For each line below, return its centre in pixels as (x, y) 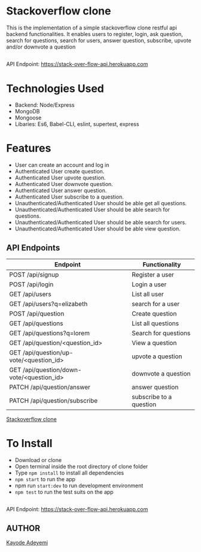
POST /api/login (31, 284)
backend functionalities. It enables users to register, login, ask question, (95, 34)
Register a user (153, 275)
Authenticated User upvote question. (60, 178)
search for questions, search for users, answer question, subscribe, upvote (99, 40)
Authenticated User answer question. (61, 191)
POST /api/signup (34, 275)
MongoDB (27, 112)
